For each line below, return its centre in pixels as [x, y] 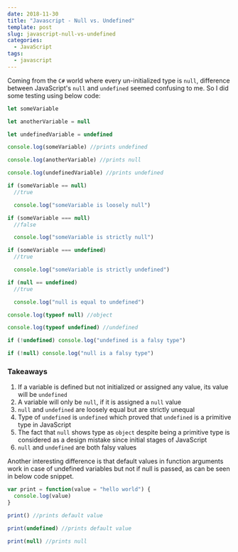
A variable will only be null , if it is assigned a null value [99, 402]
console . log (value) [43, 496]
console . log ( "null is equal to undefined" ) [79, 302]
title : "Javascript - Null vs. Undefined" [71, 21]
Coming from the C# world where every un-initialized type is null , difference [119, 80]
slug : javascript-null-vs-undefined [61, 34]
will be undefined [42, 395]
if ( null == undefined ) [43, 282]
